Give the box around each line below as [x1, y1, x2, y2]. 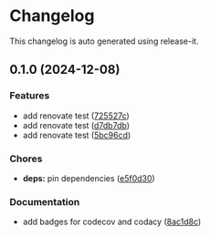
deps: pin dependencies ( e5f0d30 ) [22, 172, 155, 183]
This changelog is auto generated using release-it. [9, 36, 199, 46]
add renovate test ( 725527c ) [22, 110, 130, 121]
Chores [9, 152, 43, 165]
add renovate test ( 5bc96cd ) [22, 129, 131, 140]
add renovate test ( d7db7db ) [22, 119, 131, 130]
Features [9, 89, 50, 102]
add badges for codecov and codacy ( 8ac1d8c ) [22, 216, 202, 228]
